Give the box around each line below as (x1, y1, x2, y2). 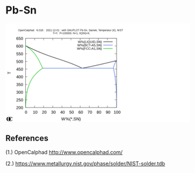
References (5, 133, 49, 144)
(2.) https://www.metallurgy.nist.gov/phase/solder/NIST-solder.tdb (5, 160, 165, 167)
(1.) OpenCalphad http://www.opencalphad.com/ (5, 149, 123, 156)
